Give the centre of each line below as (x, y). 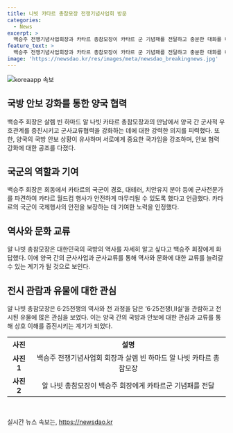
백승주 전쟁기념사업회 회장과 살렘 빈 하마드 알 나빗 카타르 (124, 358)
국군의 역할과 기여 (43, 171)
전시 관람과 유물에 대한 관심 (62, 290)
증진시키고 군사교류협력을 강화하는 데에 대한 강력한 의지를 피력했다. (122, 130)
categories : (24, 20)
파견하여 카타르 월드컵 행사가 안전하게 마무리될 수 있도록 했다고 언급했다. (112, 198)
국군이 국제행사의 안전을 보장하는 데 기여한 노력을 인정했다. (100, 207)
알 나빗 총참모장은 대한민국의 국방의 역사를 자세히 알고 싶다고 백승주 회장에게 (111, 249)
